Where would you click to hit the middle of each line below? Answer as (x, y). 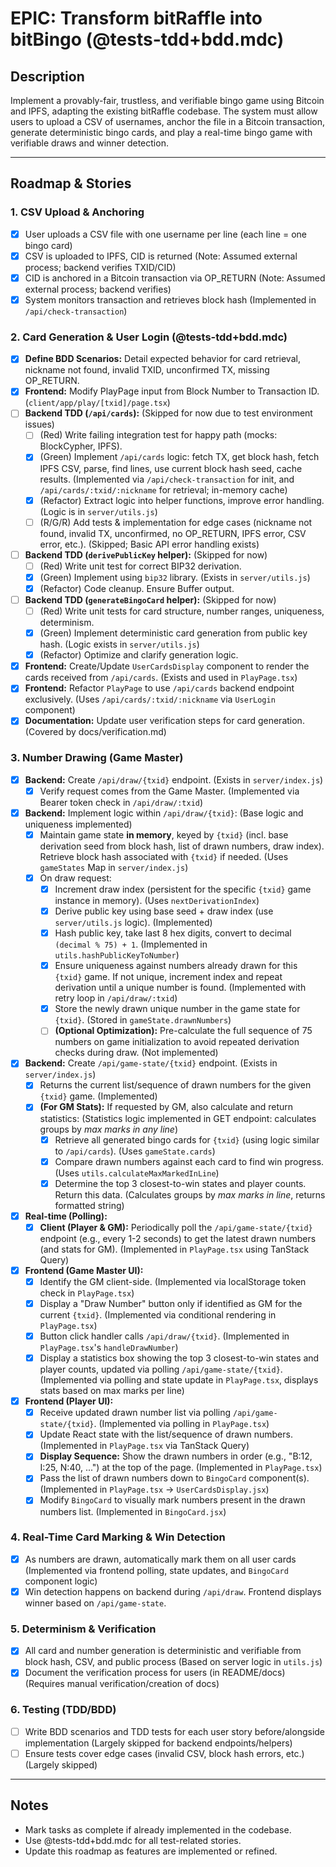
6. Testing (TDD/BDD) (63, 1710)
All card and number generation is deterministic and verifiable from (163, 1651)
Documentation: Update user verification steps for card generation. (164, 721)
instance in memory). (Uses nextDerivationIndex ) (157, 901)
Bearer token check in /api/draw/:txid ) (121, 802)
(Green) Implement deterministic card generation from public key (173, 633)
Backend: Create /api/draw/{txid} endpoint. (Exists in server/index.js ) (174, 779)
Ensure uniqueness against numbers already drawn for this (176, 966)
